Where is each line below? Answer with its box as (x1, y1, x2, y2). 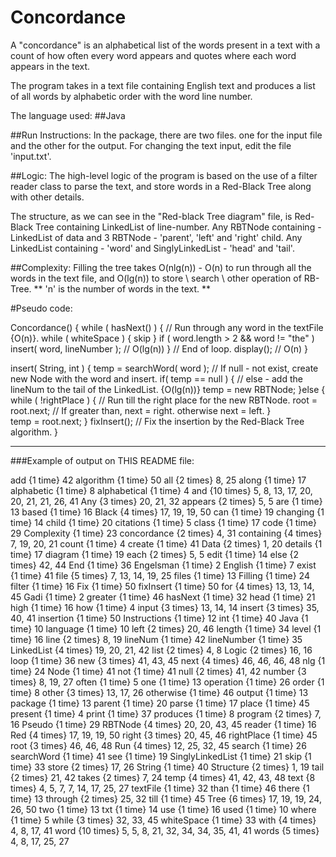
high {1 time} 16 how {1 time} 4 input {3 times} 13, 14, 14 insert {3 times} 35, (10, 601, 320, 613)
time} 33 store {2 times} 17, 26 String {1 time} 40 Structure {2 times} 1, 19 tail (10, 761, 325, 773)
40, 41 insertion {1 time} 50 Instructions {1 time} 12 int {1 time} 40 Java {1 (10, 612, 309, 624)
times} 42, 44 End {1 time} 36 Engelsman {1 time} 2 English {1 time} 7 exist (10, 559, 317, 571)
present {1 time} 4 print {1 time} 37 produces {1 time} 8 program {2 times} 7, (10, 707, 322, 720)
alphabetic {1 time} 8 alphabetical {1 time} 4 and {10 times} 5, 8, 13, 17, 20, (10, 484, 313, 496)
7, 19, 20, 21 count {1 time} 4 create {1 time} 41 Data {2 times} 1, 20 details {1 (10, 537, 323, 550)
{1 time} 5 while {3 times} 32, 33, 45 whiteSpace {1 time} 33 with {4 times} (10, 814, 317, 826)
